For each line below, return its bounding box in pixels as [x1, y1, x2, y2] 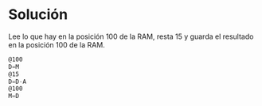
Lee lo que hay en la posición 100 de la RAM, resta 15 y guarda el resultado [8, 32, 254, 41]
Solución [8, 6, 68, 24]
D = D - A [8, 78, 26, 85]
